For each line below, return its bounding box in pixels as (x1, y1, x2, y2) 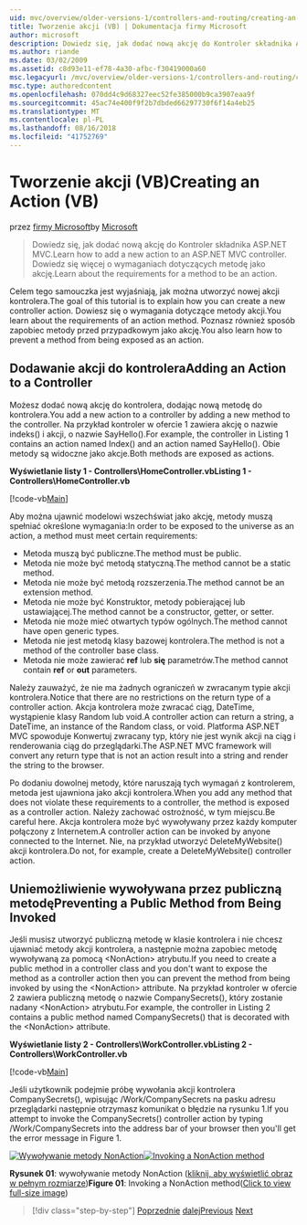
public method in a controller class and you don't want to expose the (9, 963, 268, 974)
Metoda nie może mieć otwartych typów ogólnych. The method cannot (22, 616, 288, 627)
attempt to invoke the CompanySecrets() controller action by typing (9, 1114, 263, 1125)
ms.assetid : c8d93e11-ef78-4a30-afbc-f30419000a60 (9, 65, 206, 74)
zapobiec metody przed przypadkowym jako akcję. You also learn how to (9, 324, 283, 335)
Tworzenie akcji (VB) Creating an (9, 172, 260, 193)
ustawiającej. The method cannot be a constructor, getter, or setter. (22, 606, 275, 617)
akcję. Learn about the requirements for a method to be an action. (31, 268, 278, 279)
